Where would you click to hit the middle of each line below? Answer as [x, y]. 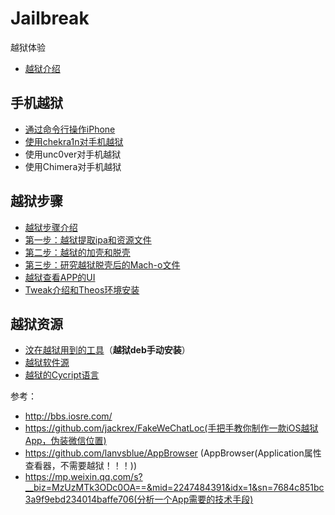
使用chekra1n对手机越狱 [74, 141]
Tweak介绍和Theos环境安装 [82, 289]
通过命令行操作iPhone [70, 129]
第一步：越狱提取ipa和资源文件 [88, 239]
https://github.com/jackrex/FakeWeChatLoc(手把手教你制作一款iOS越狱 [171, 428]
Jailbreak [50, 18]
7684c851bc [299, 488]
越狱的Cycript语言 [62, 375]
